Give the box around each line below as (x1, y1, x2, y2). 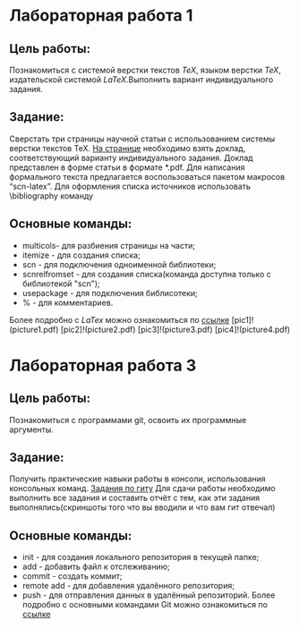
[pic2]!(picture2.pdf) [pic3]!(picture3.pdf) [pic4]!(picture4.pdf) (60, 324, 291, 335)
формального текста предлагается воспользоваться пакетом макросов (9, 171, 286, 182)
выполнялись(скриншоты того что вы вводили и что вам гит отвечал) (9, 502, 276, 513)
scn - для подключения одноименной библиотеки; (21, 259, 217, 269)
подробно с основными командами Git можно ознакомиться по (21, 599, 269, 610)
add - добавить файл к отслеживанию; (21, 561, 170, 573)
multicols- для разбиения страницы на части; (21, 240, 195, 250)
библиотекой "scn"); (21, 278, 100, 289)
